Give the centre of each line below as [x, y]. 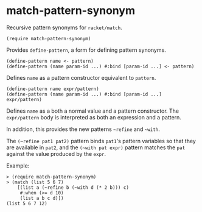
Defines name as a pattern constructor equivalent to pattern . [81, 77]
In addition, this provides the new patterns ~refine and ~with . [83, 129]
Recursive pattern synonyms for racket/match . [64, 27]
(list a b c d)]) [42, 198]
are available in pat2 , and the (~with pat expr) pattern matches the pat [96, 147]
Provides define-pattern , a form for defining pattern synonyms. [86, 50]
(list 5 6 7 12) [27, 203]
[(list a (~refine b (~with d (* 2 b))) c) [73, 187]
